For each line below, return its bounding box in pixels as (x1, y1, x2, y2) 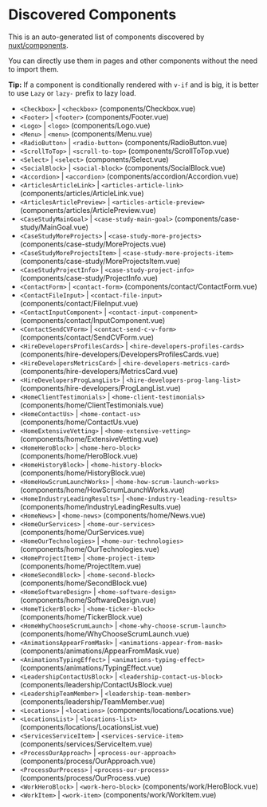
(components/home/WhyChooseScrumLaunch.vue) (19, 628, 190, 639)
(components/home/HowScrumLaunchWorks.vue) (19, 485, 186, 494)
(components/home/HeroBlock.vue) (19, 451, 139, 460)
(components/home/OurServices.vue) (19, 527, 145, 537)
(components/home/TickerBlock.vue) (19, 612, 143, 621)
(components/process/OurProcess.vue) (19, 773, 151, 782)
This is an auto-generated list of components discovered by (8, 32, 205, 41)
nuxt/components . (8, 40, 69, 49)
